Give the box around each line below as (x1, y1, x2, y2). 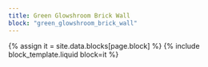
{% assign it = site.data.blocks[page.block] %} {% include (8, 41, 200, 50)
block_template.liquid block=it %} (8, 49, 119, 59)
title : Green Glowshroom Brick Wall (8, 11, 130, 20)
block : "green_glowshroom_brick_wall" (8, 19, 138, 27)
